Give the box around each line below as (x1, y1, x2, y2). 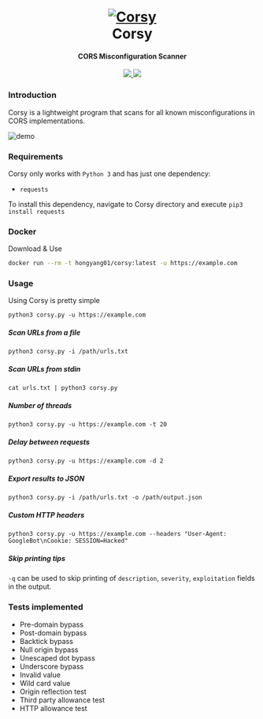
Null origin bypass (19, 645, 79, 654)
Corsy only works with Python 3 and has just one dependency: (8, 169, 211, 178)
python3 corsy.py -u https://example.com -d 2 (8, 457, 164, 465)
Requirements (8, 151, 64, 162)
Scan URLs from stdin (8, 365, 81, 374)
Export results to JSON (8, 474, 85, 483)
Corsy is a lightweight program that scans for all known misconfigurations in (8, 107, 255, 117)
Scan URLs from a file (8, 328, 81, 338)
